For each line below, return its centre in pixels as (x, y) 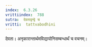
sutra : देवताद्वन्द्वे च (23, 19)
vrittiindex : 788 (25, 15)
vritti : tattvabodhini (30, 24)
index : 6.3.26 (21, 10)
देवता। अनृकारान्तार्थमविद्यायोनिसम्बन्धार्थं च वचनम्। (47, 39)
